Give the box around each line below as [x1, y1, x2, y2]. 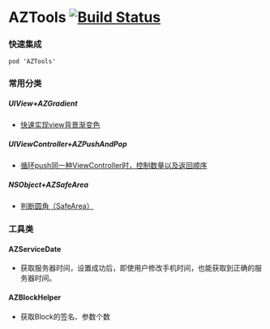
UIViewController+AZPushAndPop [8, 139, 127, 149]
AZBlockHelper [8, 292, 62, 302]
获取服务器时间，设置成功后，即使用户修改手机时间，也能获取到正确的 [19, 263, 255, 273]
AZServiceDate [8, 244, 62, 253]
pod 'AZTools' [8, 58, 57, 66]
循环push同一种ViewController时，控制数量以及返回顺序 [19, 161, 208, 171]
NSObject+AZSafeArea [8, 180, 89, 189]
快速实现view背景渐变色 [19, 120, 101, 130]
